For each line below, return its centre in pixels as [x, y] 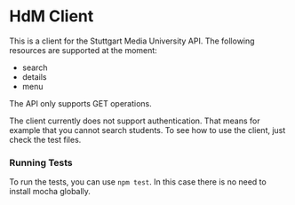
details [34, 76]
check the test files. [45, 139]
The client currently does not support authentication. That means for [135, 121]
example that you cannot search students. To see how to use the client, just [147, 130]
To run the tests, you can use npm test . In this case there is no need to [138, 182]
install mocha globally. [50, 192]
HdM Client [52, 16]
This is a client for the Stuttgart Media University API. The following [132, 41]
